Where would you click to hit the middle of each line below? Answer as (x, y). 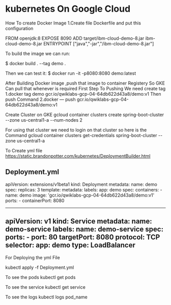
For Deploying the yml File (33, 257)
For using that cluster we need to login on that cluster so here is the (76, 130)
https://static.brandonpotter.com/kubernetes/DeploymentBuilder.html (78, 156)
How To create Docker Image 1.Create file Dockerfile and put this (73, 23)
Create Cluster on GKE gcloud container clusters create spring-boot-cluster (85, 115)
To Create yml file (24, 150)
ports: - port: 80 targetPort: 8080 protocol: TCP (83, 237)
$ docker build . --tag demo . (36, 63)
